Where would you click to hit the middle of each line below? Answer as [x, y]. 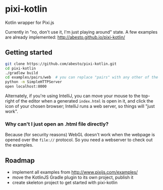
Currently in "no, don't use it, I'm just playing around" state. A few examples [81, 32]
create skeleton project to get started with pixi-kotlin [65, 183]
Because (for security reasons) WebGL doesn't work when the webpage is [80, 135]
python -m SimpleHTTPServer [34, 82]
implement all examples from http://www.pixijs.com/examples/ [75, 172]
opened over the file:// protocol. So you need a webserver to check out [79, 140]
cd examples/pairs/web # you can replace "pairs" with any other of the [82, 77]
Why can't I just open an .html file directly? [57, 124]
